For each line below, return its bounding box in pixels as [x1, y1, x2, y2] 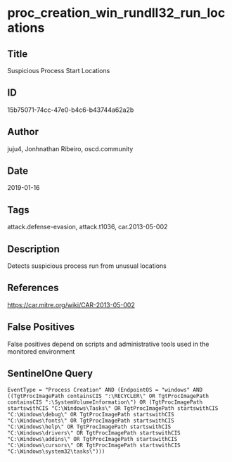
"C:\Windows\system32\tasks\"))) [7, 448, 105, 455]
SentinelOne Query [7, 368, 94, 380]
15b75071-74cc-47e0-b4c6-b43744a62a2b [7, 105, 134, 114]
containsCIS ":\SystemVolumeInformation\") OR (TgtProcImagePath [7, 399, 202, 406]
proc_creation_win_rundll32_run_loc [7, 5, 226, 21]
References [7, 282, 59, 294]
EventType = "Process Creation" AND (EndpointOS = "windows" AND [7, 386, 202, 393]
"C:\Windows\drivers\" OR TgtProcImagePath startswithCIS [7, 429, 181, 437]
